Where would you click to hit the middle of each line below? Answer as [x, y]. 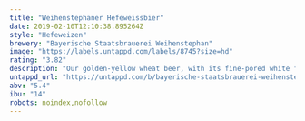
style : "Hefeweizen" [49, 35]
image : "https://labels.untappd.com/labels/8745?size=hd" [121, 52]
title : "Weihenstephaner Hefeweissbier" [87, 18]
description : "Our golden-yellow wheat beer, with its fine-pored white [150, 69]
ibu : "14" [28, 94]
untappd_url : [34, 77]
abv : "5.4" [30, 86]
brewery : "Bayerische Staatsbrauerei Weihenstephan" [111, 43]
